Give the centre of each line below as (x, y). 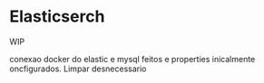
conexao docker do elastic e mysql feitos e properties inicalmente (132, 59)
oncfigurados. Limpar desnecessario (78, 69)
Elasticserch (57, 17)
